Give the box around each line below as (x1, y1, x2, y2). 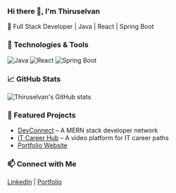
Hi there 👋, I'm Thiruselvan (7, 6, 101, 16)
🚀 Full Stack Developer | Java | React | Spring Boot (7, 23, 154, 31)
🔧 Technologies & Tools (7, 40, 89, 50)
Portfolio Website (17, 141, 68, 150)
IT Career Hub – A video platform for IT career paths (17, 134, 169, 142)
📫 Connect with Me (7, 159, 77, 169)
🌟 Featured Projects (7, 110, 76, 120)
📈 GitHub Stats (7, 74, 61, 84)
